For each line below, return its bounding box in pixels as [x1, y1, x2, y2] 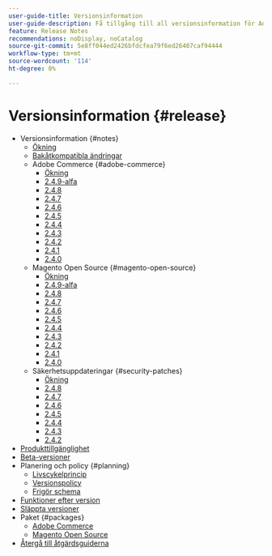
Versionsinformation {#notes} [19, 133, 119, 143]
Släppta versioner [19, 503, 79, 513]
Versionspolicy [32, 477, 83, 487]
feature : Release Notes [8, 27, 89, 35]
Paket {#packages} [19, 512, 85, 522]
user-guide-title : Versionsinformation [8, 11, 143, 20]
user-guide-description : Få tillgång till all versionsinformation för [8, 19, 255, 28]
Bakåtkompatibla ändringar [32, 151, 123, 160]
